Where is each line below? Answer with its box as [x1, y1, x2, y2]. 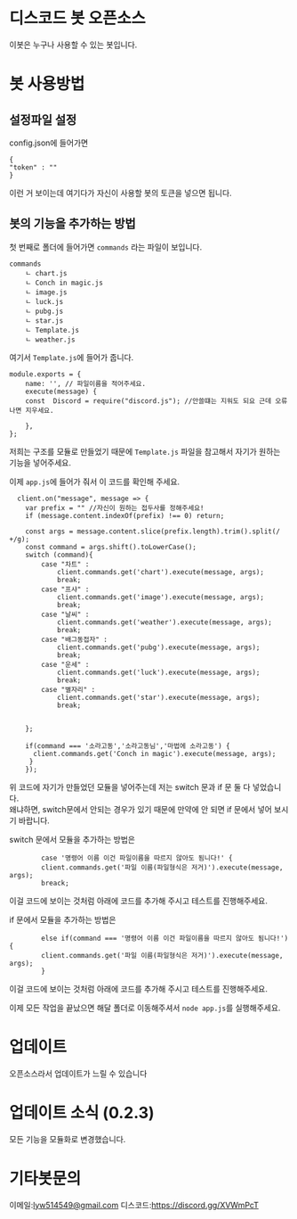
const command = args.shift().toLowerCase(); [25, 542, 197, 551]
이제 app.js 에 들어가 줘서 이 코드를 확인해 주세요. [9, 476, 181, 487]
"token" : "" [9, 162, 58, 172]
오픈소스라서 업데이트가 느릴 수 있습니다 [9, 1067, 148, 1079]
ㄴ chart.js [25, 268, 68, 277]
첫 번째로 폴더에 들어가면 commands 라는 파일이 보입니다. [9, 242, 203, 252]
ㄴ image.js [25, 287, 68, 297]
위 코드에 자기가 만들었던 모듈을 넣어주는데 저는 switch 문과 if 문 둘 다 [9, 781, 251, 792]
